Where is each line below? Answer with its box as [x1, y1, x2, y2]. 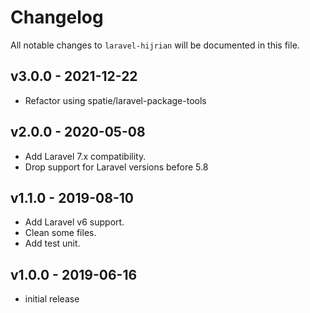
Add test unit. [24, 237, 81, 250]
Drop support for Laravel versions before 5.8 [24, 161, 209, 173]
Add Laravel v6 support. [24, 216, 125, 228]
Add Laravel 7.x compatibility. [24, 150, 147, 162]
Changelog [10, 6, 104, 29]
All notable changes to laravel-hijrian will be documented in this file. [10, 39, 300, 51]
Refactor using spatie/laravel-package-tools [24, 94, 207, 106]
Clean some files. [24, 227, 97, 239]
